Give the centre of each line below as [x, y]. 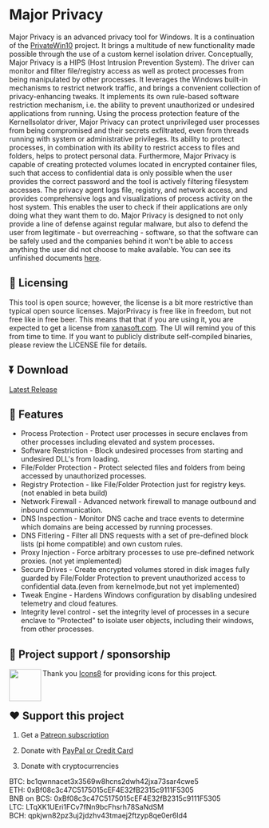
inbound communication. [61, 510]
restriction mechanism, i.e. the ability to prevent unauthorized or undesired [132, 105]
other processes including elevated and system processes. [117, 442]
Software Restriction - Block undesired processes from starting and [132, 450]
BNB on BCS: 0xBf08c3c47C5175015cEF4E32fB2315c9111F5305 [115, 798]
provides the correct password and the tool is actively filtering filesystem [129, 181]
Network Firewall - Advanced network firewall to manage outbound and [138, 502]
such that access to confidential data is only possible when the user [121, 173]
